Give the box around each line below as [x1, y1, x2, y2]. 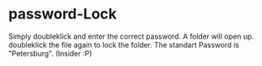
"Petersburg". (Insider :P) [8, 48, 92, 58]
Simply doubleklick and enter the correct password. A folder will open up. [8, 31, 254, 41]
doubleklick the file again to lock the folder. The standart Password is [8, 39, 239, 49]
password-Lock [8, 5, 118, 23]
